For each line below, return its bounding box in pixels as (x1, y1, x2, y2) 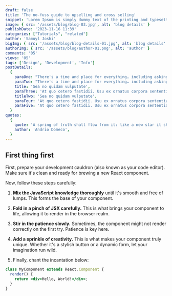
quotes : (5, 113, 22, 118)
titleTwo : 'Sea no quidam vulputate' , (14, 94, 97, 99)
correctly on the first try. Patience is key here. (12, 226, 110, 232)
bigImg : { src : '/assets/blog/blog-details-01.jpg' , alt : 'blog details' (5, 41, 166, 46)
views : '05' (5, 55, 31, 61)
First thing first (5, 151, 54, 159)
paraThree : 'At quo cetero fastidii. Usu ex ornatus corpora (14, 88, 147, 94)
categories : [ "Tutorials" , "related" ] (5, 31, 88, 36)
